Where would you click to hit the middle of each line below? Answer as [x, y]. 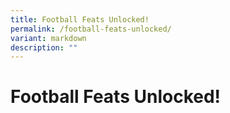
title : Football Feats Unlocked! [80, 19]
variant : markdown [48, 38]
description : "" [44, 47]
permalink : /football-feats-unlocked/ [91, 29]
